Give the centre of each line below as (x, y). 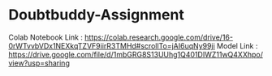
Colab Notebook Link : (46, 37)
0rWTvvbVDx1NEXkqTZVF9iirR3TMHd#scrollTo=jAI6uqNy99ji (112, 45)
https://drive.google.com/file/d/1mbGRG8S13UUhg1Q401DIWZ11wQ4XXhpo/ (136, 54)
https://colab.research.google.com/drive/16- (159, 37)
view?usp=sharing (39, 63)
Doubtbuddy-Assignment (96, 15)
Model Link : (237, 45)
